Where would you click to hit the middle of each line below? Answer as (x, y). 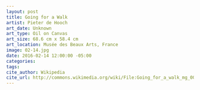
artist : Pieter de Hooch (37, 22)
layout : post (22, 12)
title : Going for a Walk (37, 17)
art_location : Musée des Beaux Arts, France (62, 45)
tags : (13, 67)
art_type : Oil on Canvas (37, 34)
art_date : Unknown (29, 28)
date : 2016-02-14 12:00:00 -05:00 (49, 56)
